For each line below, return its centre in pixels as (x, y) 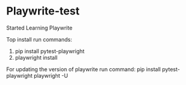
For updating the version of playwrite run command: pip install (84, 69)
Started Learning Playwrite (39, 28)
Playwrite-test (43, 11)
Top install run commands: (39, 39)
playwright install (36, 57)
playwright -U (51, 75)
